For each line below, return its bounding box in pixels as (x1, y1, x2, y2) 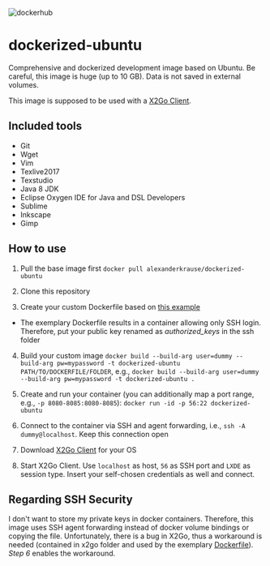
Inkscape (19, 209, 51, 219)
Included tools (8, 119, 83, 133)
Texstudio (19, 175, 54, 185)
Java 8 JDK (19, 183, 59, 194)
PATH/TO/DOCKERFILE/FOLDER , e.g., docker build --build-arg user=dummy (19, 366, 259, 376)
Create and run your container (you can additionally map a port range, (19, 389, 255, 399)
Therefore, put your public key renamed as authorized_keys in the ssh (19, 326, 255, 336)
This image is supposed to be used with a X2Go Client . (8, 96, 192, 105)
